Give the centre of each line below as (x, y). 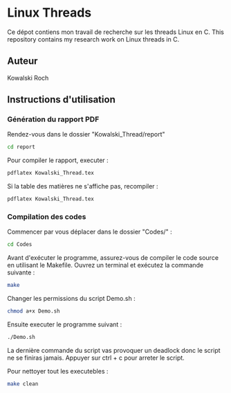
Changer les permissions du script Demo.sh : (72, 299)
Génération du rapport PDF (53, 119)
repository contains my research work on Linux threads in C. (93, 39)
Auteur (22, 61)
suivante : (21, 272)
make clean (23, 384)
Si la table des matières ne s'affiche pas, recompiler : (83, 186)
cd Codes (20, 245)
